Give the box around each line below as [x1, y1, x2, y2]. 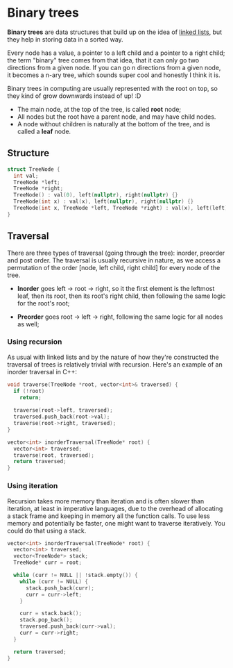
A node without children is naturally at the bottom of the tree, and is [17, 119, 210, 128]
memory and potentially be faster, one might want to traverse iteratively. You [7, 519, 225, 527]
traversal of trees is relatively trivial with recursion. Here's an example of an [7, 360, 223, 369]
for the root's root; [17, 299, 70, 307]
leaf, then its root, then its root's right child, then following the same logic [17, 292, 226, 300]
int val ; [13, 172, 39, 179]
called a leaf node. [17, 127, 71, 135]
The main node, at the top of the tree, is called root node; [17, 105, 182, 113]
